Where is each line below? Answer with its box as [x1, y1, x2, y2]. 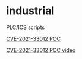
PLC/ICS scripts [6, 24, 45, 31]
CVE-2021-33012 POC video [6, 46, 76, 54]
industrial [6, 4, 55, 18]
